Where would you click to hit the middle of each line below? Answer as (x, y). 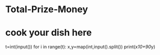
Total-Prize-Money (47, 9)
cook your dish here (49, 33)
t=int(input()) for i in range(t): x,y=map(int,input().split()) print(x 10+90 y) (80, 47)
